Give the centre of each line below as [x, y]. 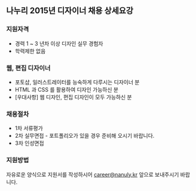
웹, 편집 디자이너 [28, 68]
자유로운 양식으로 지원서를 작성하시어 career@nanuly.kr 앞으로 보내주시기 [93, 174]
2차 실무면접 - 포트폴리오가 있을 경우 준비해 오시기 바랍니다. [85, 136]
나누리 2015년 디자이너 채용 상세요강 [70, 11]
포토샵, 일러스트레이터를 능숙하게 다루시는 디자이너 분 [77, 82]
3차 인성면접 [29, 143]
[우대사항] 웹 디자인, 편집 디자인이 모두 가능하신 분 [73, 97]
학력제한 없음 [30, 51]
